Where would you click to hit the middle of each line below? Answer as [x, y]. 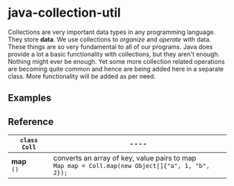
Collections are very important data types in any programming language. [112, 32]
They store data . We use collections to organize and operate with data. [109, 39]
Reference [31, 122]
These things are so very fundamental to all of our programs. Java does [110, 46]
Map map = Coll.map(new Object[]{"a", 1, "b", [132, 166]
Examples [30, 98]
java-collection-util [64, 13]
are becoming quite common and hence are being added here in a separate [116, 69]
